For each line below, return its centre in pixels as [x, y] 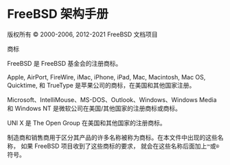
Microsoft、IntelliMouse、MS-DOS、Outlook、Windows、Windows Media [112, 99]
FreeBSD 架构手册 [58, 14]
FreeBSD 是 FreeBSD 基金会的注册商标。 [65, 63]
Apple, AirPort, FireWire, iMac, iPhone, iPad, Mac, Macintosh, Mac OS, [106, 77]
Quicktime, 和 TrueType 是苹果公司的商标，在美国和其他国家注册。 [101, 85]
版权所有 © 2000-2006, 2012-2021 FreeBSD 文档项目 [82, 34]
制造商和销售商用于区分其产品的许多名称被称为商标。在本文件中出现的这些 [112, 137]
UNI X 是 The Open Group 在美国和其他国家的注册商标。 [87, 123]
